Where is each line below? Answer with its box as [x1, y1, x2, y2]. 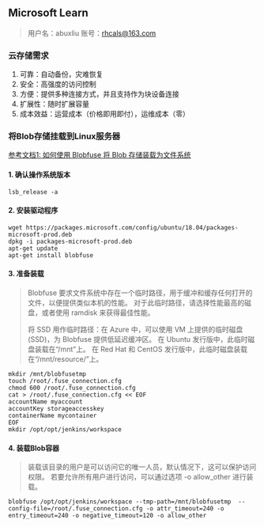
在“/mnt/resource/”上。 [27, 354, 104, 364]
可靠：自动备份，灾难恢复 [19, 70, 104, 79]
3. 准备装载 [8, 269, 45, 279]
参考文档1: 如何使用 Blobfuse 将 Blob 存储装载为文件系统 [8, 150, 191, 160]
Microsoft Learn [8, 6, 89, 20]
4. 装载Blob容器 [8, 443, 60, 453]
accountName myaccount [8, 398, 83, 406]
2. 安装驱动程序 [8, 206, 58, 215]
